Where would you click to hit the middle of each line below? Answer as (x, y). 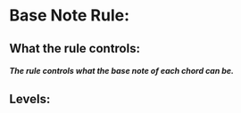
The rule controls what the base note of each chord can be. (122, 71)
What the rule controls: (75, 48)
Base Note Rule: (70, 16)
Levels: (30, 99)
